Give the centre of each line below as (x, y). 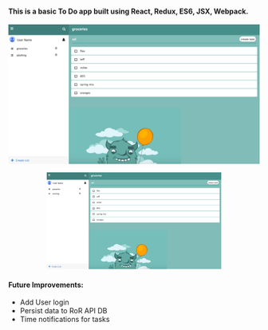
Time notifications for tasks (65, 320)
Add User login (44, 302)
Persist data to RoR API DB (63, 311)
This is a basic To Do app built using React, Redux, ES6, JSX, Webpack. (128, 11)
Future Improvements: (46, 285)
